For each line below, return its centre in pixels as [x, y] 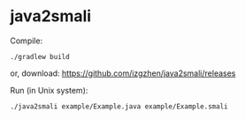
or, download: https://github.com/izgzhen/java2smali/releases [123, 73]
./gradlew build [40, 56]
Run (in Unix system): [49, 90]
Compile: [27, 41]
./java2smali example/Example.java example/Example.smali [119, 106]
